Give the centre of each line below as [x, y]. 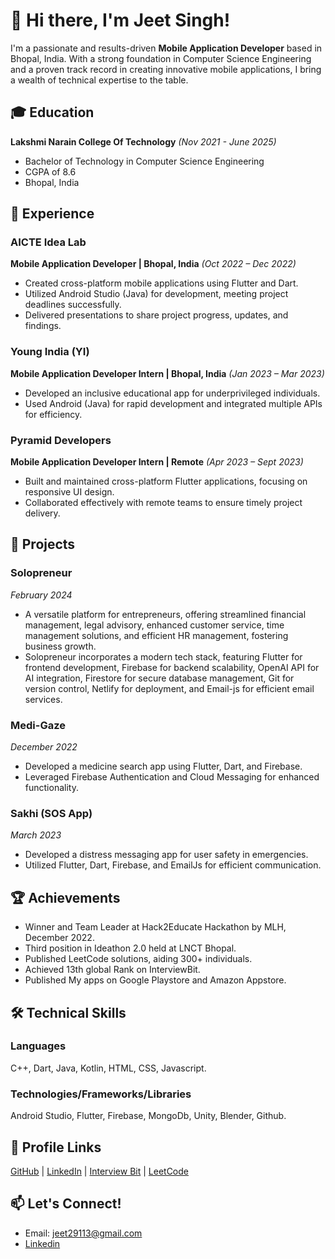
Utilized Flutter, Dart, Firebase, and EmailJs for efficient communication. [173, 865]
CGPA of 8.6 [50, 171]
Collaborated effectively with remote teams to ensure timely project [163, 503]
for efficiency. [53, 414]
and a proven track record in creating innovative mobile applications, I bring [166, 69]
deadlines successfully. [73, 305]
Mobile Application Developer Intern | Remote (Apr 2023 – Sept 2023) [157, 462]
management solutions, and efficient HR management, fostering [156, 635]
